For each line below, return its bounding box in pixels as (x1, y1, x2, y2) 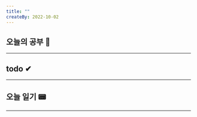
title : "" (6, 8, 30, 15)
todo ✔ (6, 63, 32, 73)
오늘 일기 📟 (6, 91, 46, 102)
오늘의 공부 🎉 (6, 37, 51, 47)
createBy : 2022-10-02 (6, 14, 59, 20)
